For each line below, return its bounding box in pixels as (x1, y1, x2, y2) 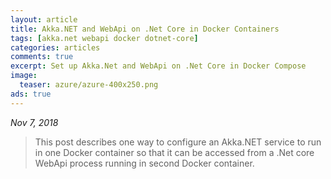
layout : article (10, 14, 78, 25)
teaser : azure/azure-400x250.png (19, 80, 159, 90)
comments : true (10, 52, 74, 62)
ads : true (10, 89, 52, 99)
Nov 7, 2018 (10, 116, 59, 128)
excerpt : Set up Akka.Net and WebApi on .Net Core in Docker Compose (10, 61, 307, 71)
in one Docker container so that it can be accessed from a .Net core (34, 146, 315, 158)
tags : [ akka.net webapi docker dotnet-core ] (10, 33, 199, 43)
